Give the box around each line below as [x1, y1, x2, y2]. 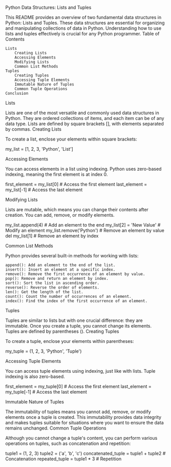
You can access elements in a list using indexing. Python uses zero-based [5, 166, 162, 172]
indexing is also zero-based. [5, 374, 65, 379]
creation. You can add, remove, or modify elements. [5, 212, 115, 218]
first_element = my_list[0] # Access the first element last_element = [5, 181, 147, 187]
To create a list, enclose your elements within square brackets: [5, 136, 137, 142]
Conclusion [5, 91, 29, 96]
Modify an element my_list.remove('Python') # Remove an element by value [5, 228, 165, 233]
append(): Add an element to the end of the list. [5, 262, 116, 268]
